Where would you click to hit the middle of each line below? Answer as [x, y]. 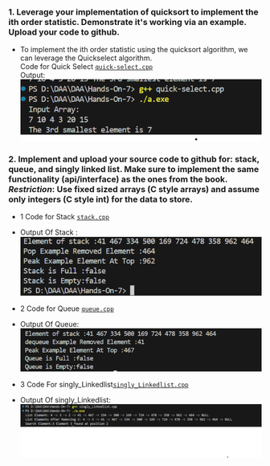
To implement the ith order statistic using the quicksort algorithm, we [134, 50]
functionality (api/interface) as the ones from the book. [118, 179]
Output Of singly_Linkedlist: [65, 399]
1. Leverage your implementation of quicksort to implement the [133, 12]
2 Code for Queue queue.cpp [67, 309]
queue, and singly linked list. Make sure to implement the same [134, 169]
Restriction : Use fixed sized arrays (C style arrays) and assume [134, 189]
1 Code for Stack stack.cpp [65, 217]
